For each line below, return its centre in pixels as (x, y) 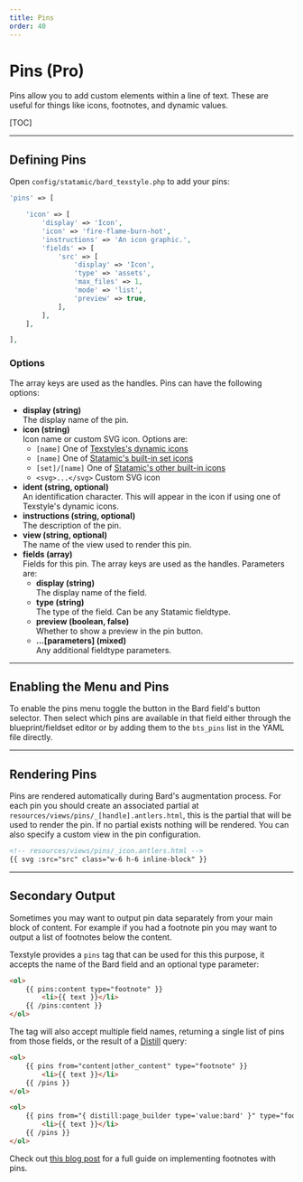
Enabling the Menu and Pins (89, 686)
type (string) (60, 602)
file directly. (31, 737)
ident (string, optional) (65, 487)
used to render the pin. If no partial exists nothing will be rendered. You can (149, 825)
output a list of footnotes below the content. (91, 937)
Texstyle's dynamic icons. (70, 506)
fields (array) (47, 554)
